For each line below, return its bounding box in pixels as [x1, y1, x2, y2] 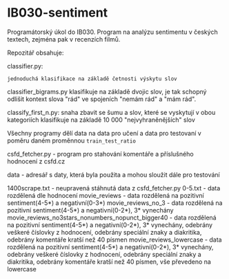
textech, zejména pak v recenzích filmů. [7, 35, 121, 43]
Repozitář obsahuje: [7, 48, 64, 57]
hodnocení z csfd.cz [7, 157, 66, 165]
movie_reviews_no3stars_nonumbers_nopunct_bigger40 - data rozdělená [7, 213, 217, 222]
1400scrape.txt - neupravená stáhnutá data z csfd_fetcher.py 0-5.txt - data [7, 183, 221, 192]
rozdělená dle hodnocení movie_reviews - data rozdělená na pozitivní [7, 191, 205, 199]
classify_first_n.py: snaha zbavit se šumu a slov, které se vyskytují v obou [7, 108, 216, 116]
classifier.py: [7, 62, 43, 70]
